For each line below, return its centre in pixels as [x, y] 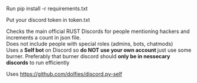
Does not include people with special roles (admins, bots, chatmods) [90, 44]
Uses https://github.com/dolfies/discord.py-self [64, 74]
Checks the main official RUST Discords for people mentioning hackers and [98, 31]
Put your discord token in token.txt [48, 20]
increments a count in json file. [43, 37]
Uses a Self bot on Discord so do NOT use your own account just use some [99, 50]
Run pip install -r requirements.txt [47, 9]
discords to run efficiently [38, 62]
